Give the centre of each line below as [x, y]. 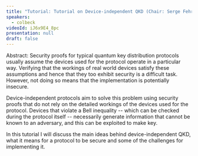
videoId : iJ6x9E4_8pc [33, 28]
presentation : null [30, 33]
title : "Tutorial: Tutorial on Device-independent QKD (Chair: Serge [93, 11]
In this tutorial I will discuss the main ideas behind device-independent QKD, [99, 134]
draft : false [22, 39]
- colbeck [23, 22]
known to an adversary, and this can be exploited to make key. [82, 123]
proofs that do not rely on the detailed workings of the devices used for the [97, 104]
